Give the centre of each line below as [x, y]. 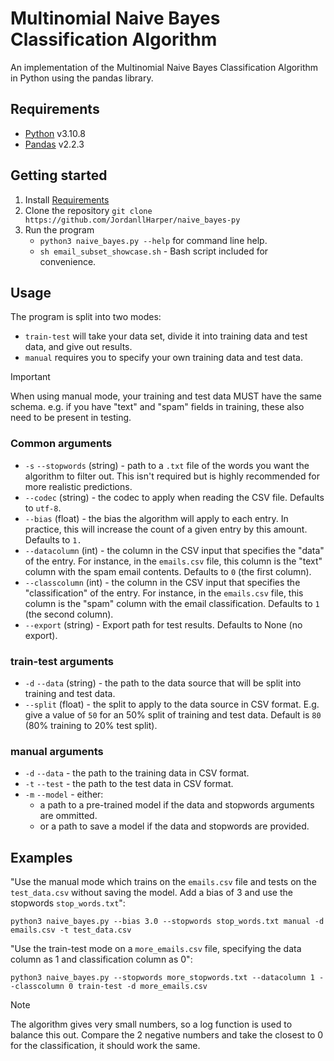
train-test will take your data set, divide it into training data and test [166, 336]
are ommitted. [68, 816]
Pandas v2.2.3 [54, 144]
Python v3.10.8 [55, 133]
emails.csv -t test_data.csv [71, 930]
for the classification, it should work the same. [105, 1046]
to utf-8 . [43, 508]
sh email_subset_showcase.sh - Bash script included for [154, 251]
